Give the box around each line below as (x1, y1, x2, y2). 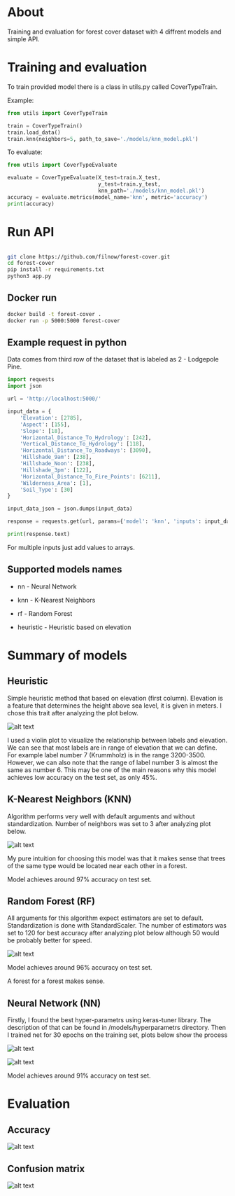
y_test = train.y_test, (97, 181, 161, 188)
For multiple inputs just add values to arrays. (7, 543, 135, 551)
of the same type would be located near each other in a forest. (7, 861, 187, 869)
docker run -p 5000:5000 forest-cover (7, 317, 120, 324)
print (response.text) (7, 530, 71, 538)
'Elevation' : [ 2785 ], (20, 414, 83, 421)
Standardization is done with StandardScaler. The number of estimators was (7, 921, 227, 930)
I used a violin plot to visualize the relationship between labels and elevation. (7, 736, 228, 744)
